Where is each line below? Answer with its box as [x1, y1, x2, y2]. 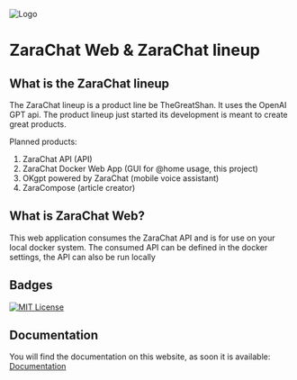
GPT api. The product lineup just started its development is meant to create [9, 109, 288, 120]
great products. [9, 119, 67, 130]
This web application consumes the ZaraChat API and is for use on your [9, 232, 275, 243]
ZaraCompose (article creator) [22, 183, 136, 193]
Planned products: [9, 136, 78, 147]
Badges [9, 277, 53, 293]
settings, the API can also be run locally [9, 251, 156, 262]
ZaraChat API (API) [22, 154, 93, 164]
